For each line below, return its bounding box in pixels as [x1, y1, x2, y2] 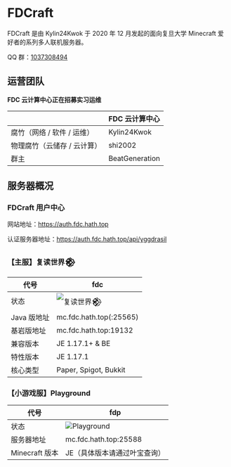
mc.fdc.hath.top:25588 [65, 435, 143, 444]
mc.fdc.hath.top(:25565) [56, 312, 139, 321]
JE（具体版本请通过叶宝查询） [65, 448, 165, 458]
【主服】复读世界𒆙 [7, 257, 76, 267]
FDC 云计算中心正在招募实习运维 [7, 95, 102, 103]
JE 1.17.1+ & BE [56, 338, 111, 348]
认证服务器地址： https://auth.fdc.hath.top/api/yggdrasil [7, 235, 167, 243]
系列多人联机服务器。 [25, 37, 88, 46]
